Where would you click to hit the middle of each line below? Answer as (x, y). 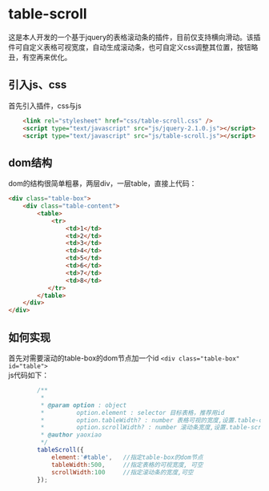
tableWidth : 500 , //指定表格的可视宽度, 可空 (127, 465)
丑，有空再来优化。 (40, 57)
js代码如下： (29, 375)
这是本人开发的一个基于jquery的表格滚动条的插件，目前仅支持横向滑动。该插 (134, 37)
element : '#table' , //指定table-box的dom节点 (127, 457)
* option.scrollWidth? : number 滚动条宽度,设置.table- (146, 428)
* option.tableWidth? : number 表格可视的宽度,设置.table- (150, 420)
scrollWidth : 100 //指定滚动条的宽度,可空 (122, 472)
